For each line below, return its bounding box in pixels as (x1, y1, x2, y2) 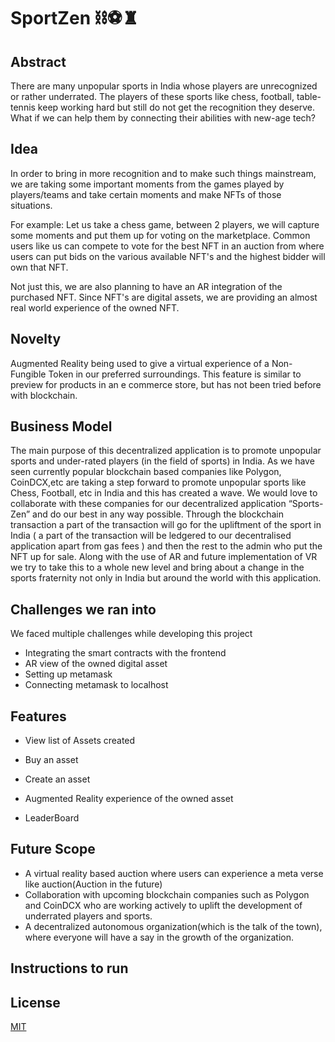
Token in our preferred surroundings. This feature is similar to (48, 368, 302, 380)
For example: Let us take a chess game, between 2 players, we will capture (10, 218, 320, 230)
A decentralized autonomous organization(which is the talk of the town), (24, 920, 323, 932)
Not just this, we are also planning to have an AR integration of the (10, 280, 283, 292)
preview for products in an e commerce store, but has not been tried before (10, 378, 322, 390)
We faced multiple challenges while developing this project (10, 628, 253, 640)
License (10, 994, 61, 1011)
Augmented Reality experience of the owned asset (24, 793, 234, 805)
